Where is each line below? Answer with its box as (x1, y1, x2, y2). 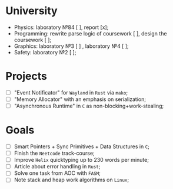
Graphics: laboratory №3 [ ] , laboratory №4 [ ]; (14, 43, 129, 50)
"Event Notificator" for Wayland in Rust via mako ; (14, 89, 128, 96)
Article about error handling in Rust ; (14, 163, 101, 170)
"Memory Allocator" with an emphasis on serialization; (14, 96, 147, 103)
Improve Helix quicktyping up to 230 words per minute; (14, 157, 149, 164)
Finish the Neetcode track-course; (14, 149, 95, 157)
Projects (5, 70, 48, 83)
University (5, 4, 58, 18)
